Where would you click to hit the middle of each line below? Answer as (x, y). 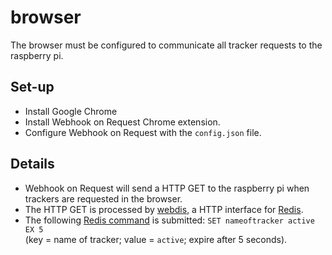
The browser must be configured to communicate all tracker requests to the (166, 45)
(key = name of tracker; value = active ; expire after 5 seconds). (156, 239)
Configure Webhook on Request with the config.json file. (143, 132)
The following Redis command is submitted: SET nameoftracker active (169, 220)
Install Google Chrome (71, 111)
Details (32, 164)
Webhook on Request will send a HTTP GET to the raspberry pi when (167, 188)
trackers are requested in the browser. (103, 198)
